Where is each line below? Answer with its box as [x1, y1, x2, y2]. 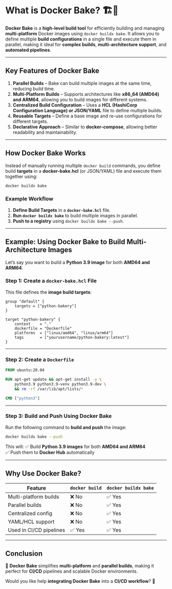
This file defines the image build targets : [5, 289, 92, 295]
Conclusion [5, 549, 43, 558]
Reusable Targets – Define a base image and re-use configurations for [12, 113, 162, 119]
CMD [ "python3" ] [5, 396, 40, 401]
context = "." [14, 321, 52, 327]
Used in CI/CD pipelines [8, 526, 66, 534]
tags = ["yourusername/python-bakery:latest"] [14, 335, 130, 340]
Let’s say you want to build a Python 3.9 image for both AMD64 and [5, 259, 150, 265]
